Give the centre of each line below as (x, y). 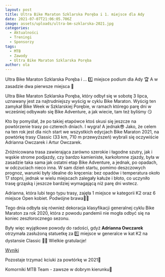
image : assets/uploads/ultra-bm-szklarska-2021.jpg (59, 23)
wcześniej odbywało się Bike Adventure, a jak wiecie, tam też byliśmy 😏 (79, 112)
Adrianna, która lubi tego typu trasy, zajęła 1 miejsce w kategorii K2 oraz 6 (80, 193)
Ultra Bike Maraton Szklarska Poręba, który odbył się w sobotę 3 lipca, (77, 96)
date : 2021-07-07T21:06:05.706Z (38, 19)
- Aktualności (24, 33)
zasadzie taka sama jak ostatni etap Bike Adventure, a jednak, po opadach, (82, 162)
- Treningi (21, 38)
